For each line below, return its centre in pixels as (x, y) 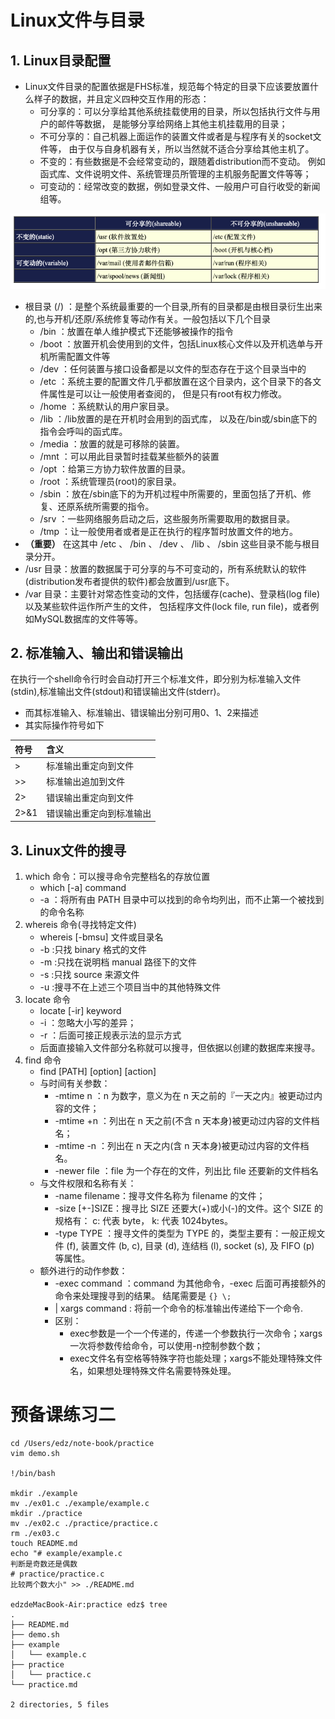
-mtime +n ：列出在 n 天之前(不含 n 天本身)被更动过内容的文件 (183, 1121)
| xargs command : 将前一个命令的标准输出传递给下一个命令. (179, 1308)
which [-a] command (83, 888)
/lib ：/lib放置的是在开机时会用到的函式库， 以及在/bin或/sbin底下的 (178, 418)
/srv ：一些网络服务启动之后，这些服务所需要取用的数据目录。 (167, 518)
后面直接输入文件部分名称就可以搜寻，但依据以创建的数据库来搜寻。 (180, 1048)
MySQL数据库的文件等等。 (88, 618)
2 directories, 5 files (60, 1705)
